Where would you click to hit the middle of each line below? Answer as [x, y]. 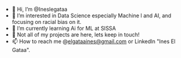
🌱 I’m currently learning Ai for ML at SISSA [64, 28]
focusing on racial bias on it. [47, 22]
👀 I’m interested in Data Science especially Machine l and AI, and [91, 16]
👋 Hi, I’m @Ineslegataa [39, 9]
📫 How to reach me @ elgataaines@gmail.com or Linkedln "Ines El [93, 41]
